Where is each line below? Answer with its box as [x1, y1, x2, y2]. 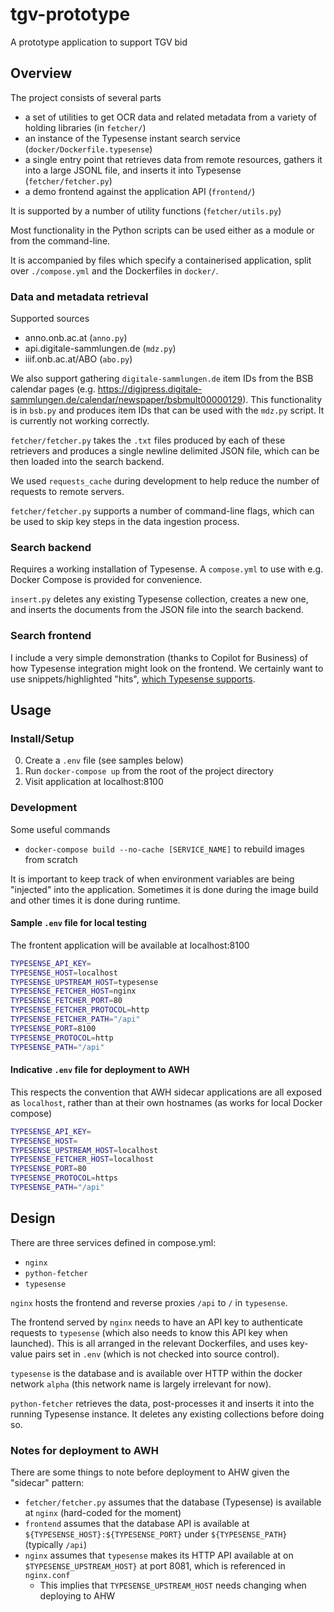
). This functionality [242, 394, 322, 406]
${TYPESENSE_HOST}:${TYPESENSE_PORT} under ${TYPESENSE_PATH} [24, 1528, 288, 1540]
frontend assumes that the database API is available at [24, 1518, 250, 1530]
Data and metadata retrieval [10, 289, 149, 303]
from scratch [24, 853, 78, 865]
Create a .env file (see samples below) [24, 754, 184, 767]
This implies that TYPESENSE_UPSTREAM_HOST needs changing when [39, 1579, 307, 1592]
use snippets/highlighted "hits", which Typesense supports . [10, 673, 256, 685]
